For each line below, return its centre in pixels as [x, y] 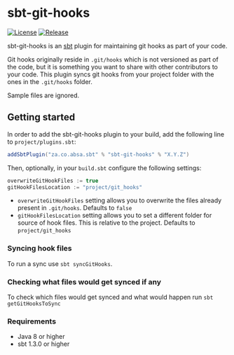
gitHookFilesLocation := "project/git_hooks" [75, 187]
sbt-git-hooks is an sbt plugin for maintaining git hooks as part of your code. [117, 46]
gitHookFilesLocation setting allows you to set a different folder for [115, 216]
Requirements [32, 321]
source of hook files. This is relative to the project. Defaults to [106, 223]
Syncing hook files [40, 249]
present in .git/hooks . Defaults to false [75, 208]
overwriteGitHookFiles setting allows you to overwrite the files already [119, 200]
